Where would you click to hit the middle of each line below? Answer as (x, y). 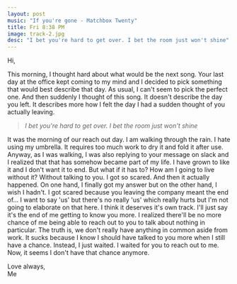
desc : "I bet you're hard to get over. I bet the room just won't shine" (118, 40)
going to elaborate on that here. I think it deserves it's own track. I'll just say (117, 207)
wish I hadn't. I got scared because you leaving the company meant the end (118, 192)
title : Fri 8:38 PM (36, 27)
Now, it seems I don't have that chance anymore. (79, 253)
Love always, (27, 266)
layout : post (27, 14)
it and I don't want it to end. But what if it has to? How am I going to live (111, 170)
